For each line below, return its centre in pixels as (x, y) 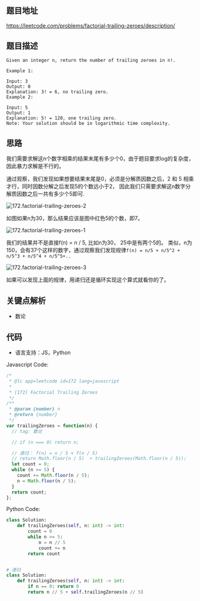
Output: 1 (19, 113)
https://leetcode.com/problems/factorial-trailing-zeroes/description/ (91, 25)
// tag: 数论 (27, 431)
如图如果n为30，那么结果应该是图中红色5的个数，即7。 (74, 219)
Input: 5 (17, 107)
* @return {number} (33, 415)
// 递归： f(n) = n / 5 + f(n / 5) (55, 453)
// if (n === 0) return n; (45, 442)
